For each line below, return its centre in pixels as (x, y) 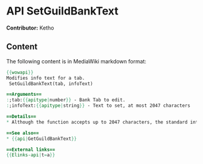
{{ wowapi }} (20, 72)
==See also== (23, 133)
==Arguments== (24, 95)
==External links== (31, 150)
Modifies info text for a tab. (46, 78)
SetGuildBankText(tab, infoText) (51, 84)
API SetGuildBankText (63, 11)
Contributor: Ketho (30, 28)
